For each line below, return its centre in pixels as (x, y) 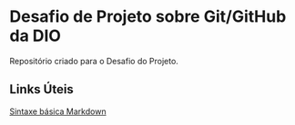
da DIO (36, 36)
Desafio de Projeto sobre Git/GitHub (148, 17)
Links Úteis (42, 89)
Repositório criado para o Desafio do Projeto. (94, 61)
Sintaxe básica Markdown (58, 111)
